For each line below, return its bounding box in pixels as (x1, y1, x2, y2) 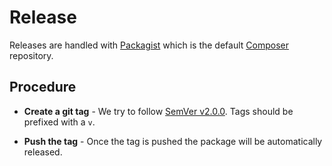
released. (23, 146, 63, 158)
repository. (9, 49, 54, 61)
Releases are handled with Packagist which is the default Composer (9, 39, 289, 51)
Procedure (9, 79, 77, 96)
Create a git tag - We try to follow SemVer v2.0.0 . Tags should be (23, 105, 294, 117)
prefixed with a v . (23, 116, 96, 128)
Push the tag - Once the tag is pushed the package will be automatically (23, 135, 323, 147)
